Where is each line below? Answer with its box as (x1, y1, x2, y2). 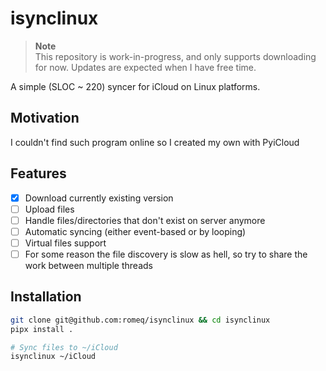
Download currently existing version (24, 192, 174, 204)
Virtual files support (24, 237, 107, 249)
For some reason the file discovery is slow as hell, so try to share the (24, 248, 308, 260)
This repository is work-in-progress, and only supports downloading (34, 50, 317, 62)
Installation (10, 288, 82, 306)
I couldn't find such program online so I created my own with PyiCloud (10, 136, 300, 148)
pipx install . (10, 324, 74, 334)
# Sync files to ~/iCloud (10, 342, 118, 352)
